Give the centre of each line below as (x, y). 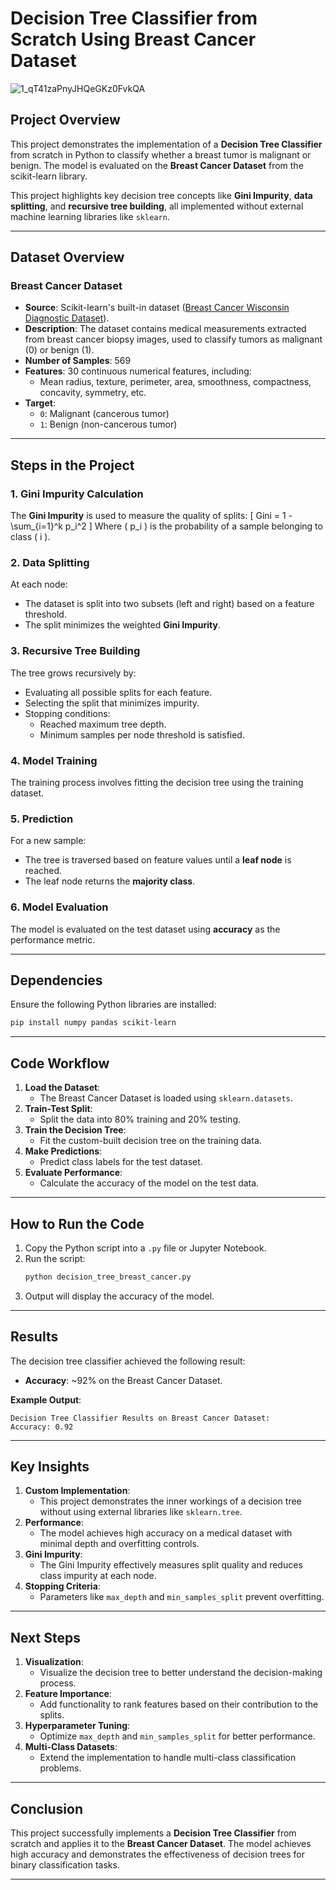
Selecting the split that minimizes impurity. (112, 703)
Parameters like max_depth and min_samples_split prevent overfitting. (182, 1597)
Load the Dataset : (62, 1088)
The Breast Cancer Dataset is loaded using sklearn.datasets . (166, 1098)
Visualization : (54, 1662)
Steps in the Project (72, 465)
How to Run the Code (77, 1223)
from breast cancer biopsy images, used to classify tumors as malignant (173, 339)
